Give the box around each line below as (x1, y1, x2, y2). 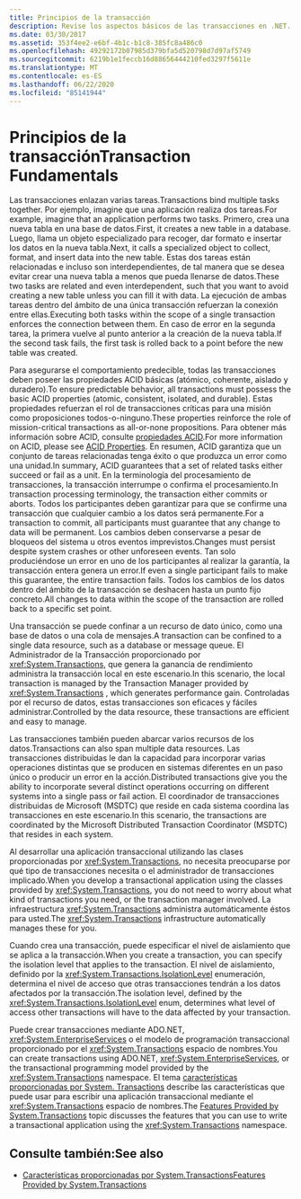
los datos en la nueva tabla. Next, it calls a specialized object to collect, (9, 242, 271, 253)
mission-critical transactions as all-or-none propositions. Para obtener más (9, 422, 288, 433)
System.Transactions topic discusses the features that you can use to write (9, 1110, 288, 1121)
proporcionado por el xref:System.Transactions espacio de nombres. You (9, 1044, 279, 1054)
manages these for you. (9, 922, 97, 934)
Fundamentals (9, 165, 119, 185)
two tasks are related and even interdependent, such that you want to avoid (9, 280, 289, 292)
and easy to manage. (9, 716, 87, 727)
